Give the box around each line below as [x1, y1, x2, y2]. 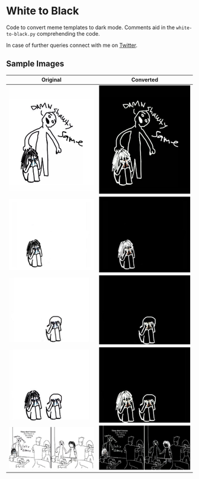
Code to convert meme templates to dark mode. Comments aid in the [6, 24, 175, 31]
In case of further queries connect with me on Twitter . [6, 42, 138, 49]
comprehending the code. [36, 30, 100, 37]
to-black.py [6, 31, 36, 37]
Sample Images [6, 59, 65, 69]
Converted [131, 76, 159, 84]
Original [41, 76, 62, 84]
